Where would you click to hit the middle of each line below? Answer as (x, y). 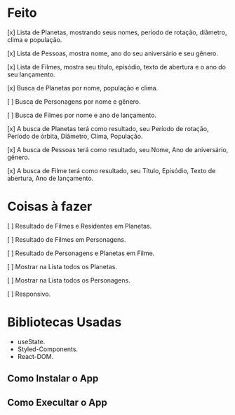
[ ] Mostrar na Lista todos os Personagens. (69, 280)
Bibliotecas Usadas (65, 322)
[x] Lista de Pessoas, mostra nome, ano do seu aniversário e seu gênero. (113, 53)
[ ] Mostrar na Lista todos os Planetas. (62, 266)
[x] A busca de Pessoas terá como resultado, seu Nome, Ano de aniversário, (118, 149)
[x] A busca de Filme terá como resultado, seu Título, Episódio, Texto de (112, 170)
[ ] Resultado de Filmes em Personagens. (67, 239)
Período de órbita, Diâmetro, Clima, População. (75, 136)
